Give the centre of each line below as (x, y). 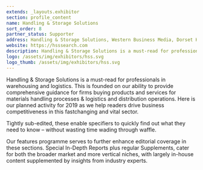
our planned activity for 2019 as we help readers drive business (85, 105)
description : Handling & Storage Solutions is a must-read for (88, 51)
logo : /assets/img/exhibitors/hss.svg (55, 57)
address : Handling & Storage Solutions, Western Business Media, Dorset (100, 40)
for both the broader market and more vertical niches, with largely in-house (100, 154)
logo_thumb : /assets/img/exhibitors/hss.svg (63, 62)
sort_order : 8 (24, 29)
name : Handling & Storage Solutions (52, 23)
